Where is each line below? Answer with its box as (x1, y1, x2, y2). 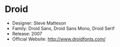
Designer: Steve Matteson (12, 20, 66, 26)
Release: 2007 (12, 30, 43, 36)
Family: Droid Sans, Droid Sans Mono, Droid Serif (12, 25, 115, 31)
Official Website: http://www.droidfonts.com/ (12, 36, 106, 42)
